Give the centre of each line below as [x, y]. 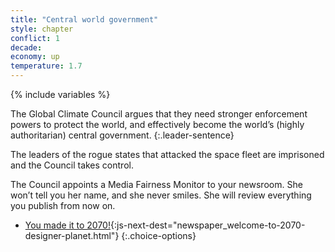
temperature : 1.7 [46, 66]
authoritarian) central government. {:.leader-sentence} [122, 135]
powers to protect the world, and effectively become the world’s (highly [157, 124]
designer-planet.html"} [72, 235]
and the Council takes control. [72, 165]
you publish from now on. [63, 205]
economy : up [35, 57]
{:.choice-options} [159, 235]
